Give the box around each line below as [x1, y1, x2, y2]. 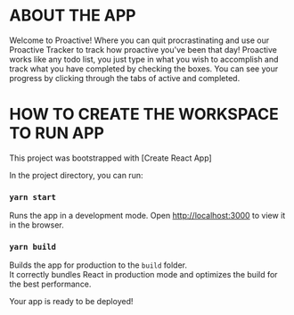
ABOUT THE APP [9, 5, 136, 26]
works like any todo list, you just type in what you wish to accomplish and [9, 54, 279, 64]
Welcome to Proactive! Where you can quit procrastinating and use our [9, 35, 270, 46]
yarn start [9, 192, 56, 202]
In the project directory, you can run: [9, 170, 143, 180]
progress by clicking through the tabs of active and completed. [9, 72, 241, 83]
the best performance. [9, 278, 92, 290]
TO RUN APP [9, 123, 105, 144]
